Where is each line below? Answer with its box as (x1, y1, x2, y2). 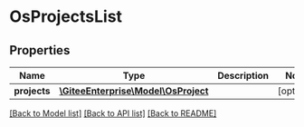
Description (216, 70, 270, 82)
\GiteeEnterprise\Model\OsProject (59, 84, 209, 97)
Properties (9, 43, 71, 58)
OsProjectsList (9, 6, 123, 27)
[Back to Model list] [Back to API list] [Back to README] (9, 108, 217, 119)
